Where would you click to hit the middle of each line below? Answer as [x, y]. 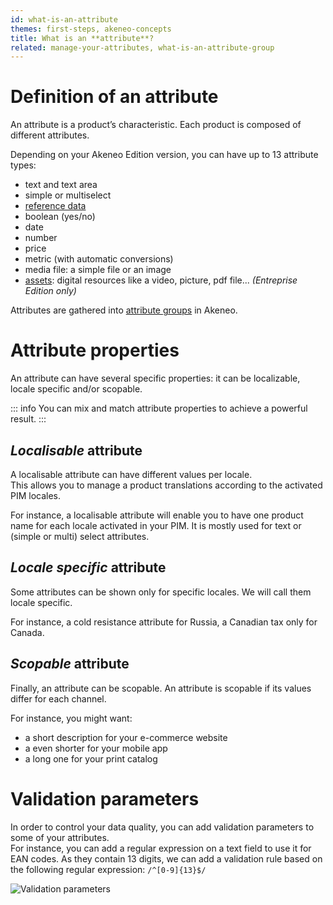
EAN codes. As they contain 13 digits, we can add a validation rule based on [166, 858]
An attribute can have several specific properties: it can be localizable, [155, 378]
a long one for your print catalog [91, 758]
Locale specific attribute [88, 567]
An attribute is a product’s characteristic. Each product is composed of [156, 125]
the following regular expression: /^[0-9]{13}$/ [108, 869]
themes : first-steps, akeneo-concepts [91, 29]
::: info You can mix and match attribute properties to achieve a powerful [159, 408]
